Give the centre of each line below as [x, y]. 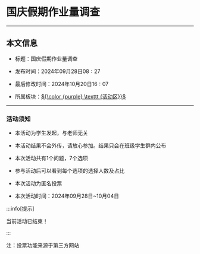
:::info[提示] [20, 209]
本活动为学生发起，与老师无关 [51, 133]
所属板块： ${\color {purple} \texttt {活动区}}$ [70, 96]
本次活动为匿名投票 [38, 183]
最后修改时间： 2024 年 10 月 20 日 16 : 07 [62, 84]
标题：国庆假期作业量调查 [46, 58]
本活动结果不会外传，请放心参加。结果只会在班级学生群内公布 [90, 145]
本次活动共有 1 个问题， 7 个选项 [51, 158]
